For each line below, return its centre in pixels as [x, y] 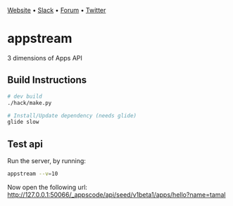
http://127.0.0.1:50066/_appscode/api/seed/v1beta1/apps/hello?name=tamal [116, 194]
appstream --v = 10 [33, 174]
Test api [25, 144]
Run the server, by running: [47, 161]
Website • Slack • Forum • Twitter [57, 10]
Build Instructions [47, 80]
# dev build [25, 96]
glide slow [23, 122]
